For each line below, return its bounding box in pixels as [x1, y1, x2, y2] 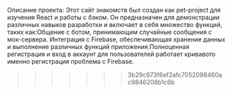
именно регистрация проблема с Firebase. [7, 57, 134, 65]
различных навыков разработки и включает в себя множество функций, [7, 21, 223, 28]
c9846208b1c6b [127, 78, 175, 86]
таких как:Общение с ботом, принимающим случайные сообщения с [7, 28, 213, 36]
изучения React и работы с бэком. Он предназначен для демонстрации [7, 13, 220, 21]
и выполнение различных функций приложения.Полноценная [7, 43, 190, 50]
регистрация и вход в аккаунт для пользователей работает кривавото [7, 50, 216, 58]
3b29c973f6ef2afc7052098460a [127, 71, 223, 79]
